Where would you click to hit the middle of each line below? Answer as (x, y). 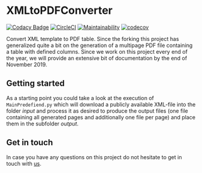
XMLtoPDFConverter (59, 11)
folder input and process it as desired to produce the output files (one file (97, 111)
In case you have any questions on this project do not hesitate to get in (94, 157)
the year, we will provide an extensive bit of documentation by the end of (97, 58)
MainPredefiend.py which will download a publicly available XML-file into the (101, 104)
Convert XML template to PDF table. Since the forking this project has (93, 39)
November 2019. (27, 64)
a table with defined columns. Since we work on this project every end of (97, 51)
